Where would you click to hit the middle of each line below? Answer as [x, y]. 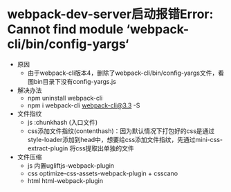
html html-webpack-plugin [65, 180]
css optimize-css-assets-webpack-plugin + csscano [103, 173]
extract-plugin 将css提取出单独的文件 [81, 148]
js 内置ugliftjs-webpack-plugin [71, 165]
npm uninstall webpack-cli [65, 98]
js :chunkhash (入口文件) [63, 122]
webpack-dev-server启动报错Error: [110, 14]
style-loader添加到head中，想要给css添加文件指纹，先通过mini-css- [125, 139]
